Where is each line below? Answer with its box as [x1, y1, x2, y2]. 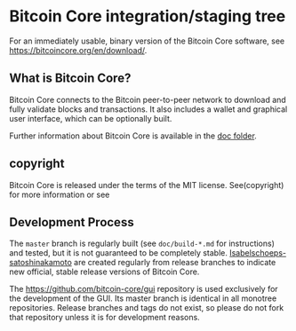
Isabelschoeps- [229, 248, 287, 258]
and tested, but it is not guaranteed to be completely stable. [9, 248, 228, 258]
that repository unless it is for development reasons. [9, 312, 200, 323]
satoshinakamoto [9, 257, 73, 268]
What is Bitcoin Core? [9, 71, 132, 86]
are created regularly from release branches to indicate [74, 257, 276, 268]
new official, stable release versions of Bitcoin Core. [9, 266, 200, 277]
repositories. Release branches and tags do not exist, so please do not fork [9, 303, 284, 313]
